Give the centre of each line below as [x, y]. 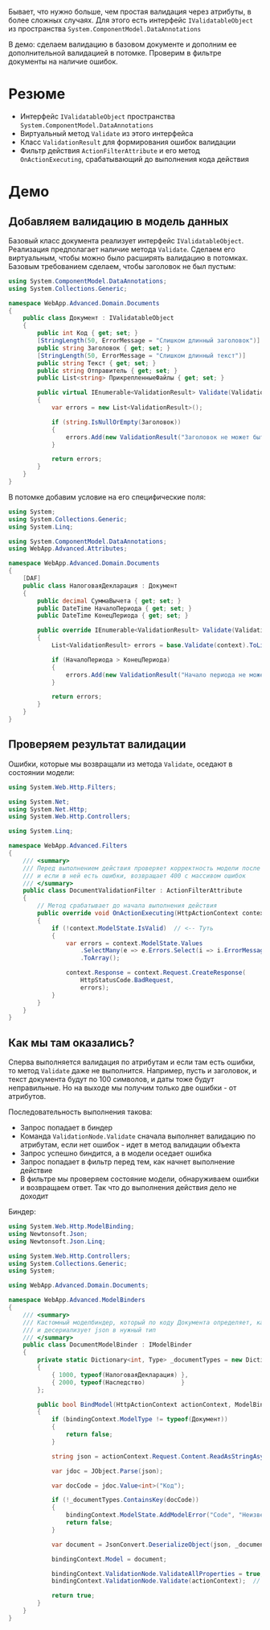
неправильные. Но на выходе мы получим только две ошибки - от [123, 1088]
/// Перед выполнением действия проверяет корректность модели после [142, 868]
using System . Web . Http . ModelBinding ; [72, 1227]
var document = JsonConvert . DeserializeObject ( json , [141, 1545]
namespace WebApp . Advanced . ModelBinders [77, 1300]
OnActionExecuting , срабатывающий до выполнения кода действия [134, 159]
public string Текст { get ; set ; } [97, 363]
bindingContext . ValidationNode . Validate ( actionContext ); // [156, 1581]
